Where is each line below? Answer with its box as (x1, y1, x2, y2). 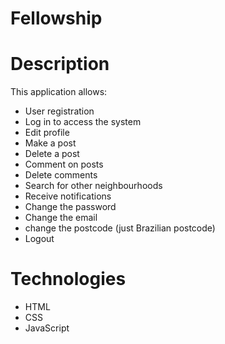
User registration (24, 105, 95, 117)
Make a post (24, 137, 77, 149)
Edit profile (24, 127, 70, 139)
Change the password (24, 201, 117, 213)
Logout (24, 233, 55, 245)
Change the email (24, 212, 98, 224)
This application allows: (10, 86, 108, 98)
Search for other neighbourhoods (24, 180, 163, 192)
